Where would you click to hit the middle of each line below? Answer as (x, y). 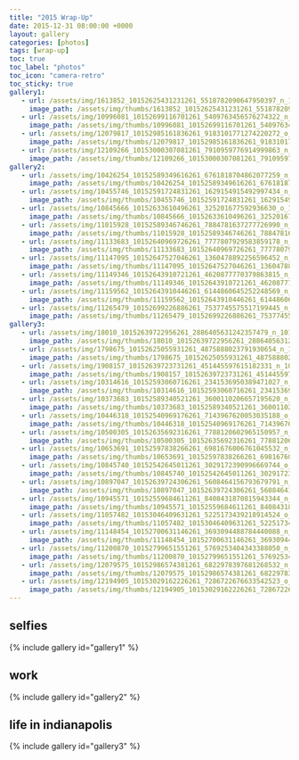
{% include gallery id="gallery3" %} (75, 747)
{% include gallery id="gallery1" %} (74, 647)
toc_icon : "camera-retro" (57, 76)
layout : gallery (39, 34)
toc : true (28, 59)
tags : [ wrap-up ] (39, 51)
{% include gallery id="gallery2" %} (75, 697)
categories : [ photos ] (49, 42)
